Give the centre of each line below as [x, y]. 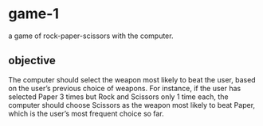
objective [32, 61]
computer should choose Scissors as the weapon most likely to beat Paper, [132, 105]
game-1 [34, 14]
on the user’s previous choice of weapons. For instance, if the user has [125, 88]
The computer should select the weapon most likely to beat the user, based [132, 79]
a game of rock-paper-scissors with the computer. [91, 36]
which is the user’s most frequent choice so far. [86, 113]
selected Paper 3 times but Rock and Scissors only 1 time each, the [118, 97]
